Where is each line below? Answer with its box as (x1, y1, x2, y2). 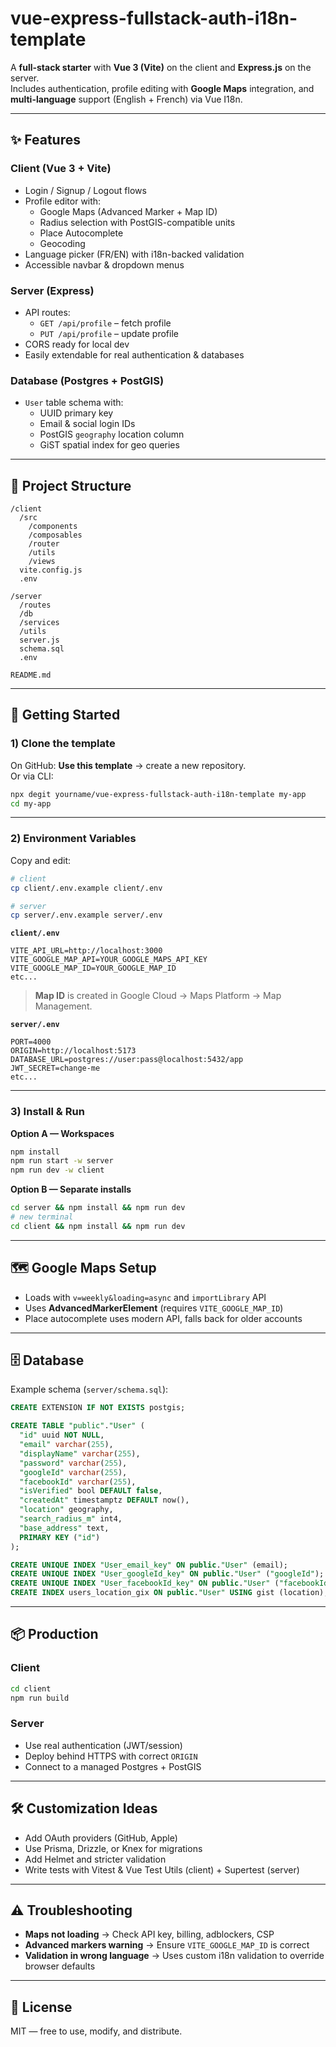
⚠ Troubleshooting (10, 1902, 133, 1919)
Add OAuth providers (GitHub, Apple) (24, 1832, 178, 1844)
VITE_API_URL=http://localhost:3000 (10, 946, 163, 956)
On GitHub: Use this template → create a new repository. (10, 759, 247, 771)
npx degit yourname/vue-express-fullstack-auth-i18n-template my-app (10, 789, 307, 799)
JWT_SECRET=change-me (10, 1063, 101, 1074)
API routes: (24, 306, 71, 318)
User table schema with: (24, 397, 124, 409)
